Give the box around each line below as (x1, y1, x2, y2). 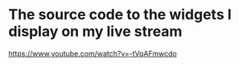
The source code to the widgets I (8, 6, 232, 24)
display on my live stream (8, 22, 183, 41)
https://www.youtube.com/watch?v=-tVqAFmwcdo (8, 49, 177, 58)
